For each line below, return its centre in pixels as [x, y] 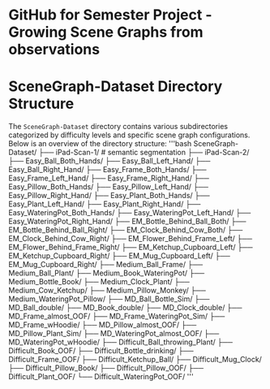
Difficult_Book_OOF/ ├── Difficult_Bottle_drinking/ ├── [101, 351]
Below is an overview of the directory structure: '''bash [100, 144]
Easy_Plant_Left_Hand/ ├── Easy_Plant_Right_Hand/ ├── [105, 204]
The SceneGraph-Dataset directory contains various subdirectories [118, 127]
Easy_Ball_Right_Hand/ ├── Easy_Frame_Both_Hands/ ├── [107, 170]
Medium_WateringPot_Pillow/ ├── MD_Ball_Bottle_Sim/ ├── [109, 299]
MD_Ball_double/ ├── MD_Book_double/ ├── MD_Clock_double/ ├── [125, 308]
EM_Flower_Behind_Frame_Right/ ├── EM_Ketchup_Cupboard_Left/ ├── [131, 247]
